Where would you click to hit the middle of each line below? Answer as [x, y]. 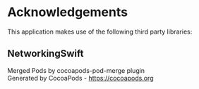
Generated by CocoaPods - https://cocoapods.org [80, 78]
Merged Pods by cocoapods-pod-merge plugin [76, 70]
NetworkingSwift [46, 54]
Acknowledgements [68, 12]
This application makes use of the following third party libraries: [100, 32]
